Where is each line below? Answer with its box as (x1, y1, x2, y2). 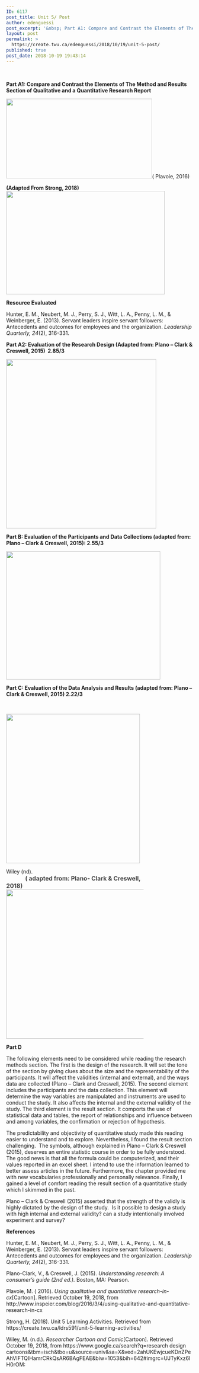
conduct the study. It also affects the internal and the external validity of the (6, 1099, 191, 1106)
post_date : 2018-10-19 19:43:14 (6, 53, 86, 59)
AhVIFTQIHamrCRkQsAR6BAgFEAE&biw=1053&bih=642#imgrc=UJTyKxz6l (6, 1355, 191, 1362)
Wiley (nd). (6, 868, 33, 875)
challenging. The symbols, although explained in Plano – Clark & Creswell (6, 1142, 187, 1149)
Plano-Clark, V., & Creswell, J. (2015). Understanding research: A (6, 1269, 165, 1277)
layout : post (6, 31, 38, 37)
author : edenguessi (6, 20, 54, 25)
